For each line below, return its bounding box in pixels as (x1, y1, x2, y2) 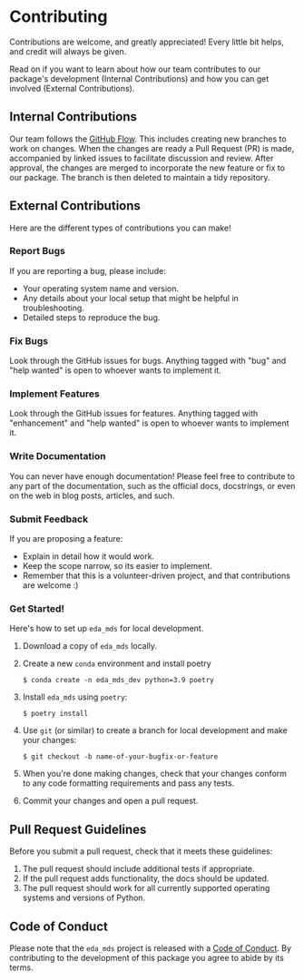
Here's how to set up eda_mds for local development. (9, 623, 204, 634)
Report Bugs (9, 245, 65, 258)
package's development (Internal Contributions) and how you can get (9, 73, 270, 83)
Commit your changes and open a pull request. (22, 796, 199, 807)
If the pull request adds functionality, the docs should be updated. (22, 873, 270, 884)
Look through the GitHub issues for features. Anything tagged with (9, 408, 259, 419)
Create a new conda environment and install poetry (22, 658, 211, 669)
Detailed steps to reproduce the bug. (22, 311, 161, 323)
